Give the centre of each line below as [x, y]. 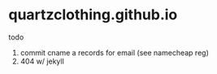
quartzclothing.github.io [93, 15]
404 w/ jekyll [42, 61]
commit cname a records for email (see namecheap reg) [114, 52]
